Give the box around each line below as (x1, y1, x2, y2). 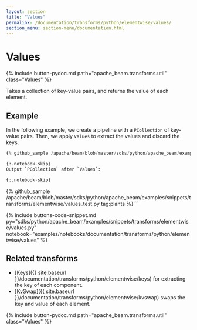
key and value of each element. (14, 301, 91, 308)
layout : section (6, 8, 46, 15)
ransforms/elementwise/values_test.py (6, 200, 100, 207)
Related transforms (6, 254, 78, 264)
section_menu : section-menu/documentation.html (6, 25, 125, 31)
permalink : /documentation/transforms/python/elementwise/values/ (6, 19, 172, 25)
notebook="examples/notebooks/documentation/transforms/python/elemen (6, 230, 191, 237)
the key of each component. (14, 282, 83, 289)
